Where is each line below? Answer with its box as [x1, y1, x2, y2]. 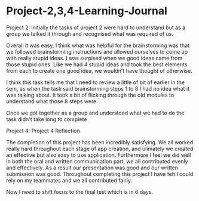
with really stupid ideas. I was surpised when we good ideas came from [6, 54, 183, 61]
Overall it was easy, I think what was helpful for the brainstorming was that [6, 42, 190, 49]
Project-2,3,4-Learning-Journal [6, 4, 167, 18]
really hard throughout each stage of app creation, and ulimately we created [6, 145, 194, 152]
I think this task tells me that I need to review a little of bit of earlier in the [6, 79, 185, 86]
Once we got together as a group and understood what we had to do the [6, 109, 185, 116]
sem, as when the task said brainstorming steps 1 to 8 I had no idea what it [6, 85, 190, 92]
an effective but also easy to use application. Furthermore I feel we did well [6, 151, 191, 159]
